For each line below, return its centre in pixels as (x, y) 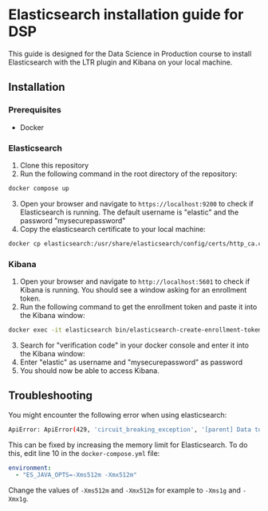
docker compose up (39, 188)
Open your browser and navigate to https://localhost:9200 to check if (136, 203)
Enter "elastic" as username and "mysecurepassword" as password (131, 362)
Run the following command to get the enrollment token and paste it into (138, 307)
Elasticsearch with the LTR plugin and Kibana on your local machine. (120, 62)
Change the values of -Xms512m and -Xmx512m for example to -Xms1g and (125, 490)
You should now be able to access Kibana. (89, 370)
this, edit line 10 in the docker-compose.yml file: (84, 453)
